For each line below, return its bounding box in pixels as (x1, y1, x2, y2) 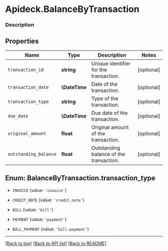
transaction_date (7, 84, 49, 90)
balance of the (91, 150, 125, 157)
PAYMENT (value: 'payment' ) (12, 216, 66, 222)
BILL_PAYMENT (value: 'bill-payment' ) (12, 226, 89, 232)
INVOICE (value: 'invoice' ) (12, 187, 66, 193)
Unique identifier (91, 60, 131, 67)
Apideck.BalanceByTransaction (5, 3, 139, 15)
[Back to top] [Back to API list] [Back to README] (5, 240, 106, 246)
